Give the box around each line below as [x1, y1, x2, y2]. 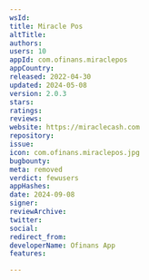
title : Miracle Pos [9, 22, 84, 31]
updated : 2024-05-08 [9, 81, 88, 90]
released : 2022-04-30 [9, 72, 92, 82]
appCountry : [9, 64, 55, 73]
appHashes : [9, 182, 51, 191]
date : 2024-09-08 [9, 190, 75, 199]
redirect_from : [9, 232, 67, 241]
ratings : [9, 106, 43, 115]
